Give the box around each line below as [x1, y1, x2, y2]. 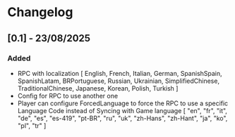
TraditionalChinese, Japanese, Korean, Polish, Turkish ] [17, 84, 179, 92]
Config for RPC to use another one [17, 91, 119, 100]
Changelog [7, 4, 73, 20]
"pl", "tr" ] [17, 121, 47, 130]
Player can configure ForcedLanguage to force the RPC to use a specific [17, 99, 229, 107]
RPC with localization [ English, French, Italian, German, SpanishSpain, [17, 69, 222, 77]
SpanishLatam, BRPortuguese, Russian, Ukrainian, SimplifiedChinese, [17, 77, 220, 85]
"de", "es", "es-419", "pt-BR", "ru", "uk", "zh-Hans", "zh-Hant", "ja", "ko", [17, 114, 228, 122]
